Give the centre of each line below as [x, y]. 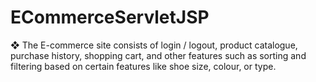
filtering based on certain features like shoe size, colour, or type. [143, 66]
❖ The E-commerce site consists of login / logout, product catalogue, [154, 45]
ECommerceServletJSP [110, 17]
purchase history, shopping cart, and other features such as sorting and [158, 55]
